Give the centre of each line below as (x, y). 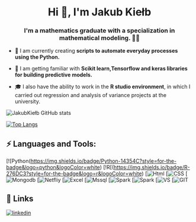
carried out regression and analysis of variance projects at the (91, 95)
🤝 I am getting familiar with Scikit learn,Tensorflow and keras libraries (101, 69)
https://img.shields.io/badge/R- (152, 168)
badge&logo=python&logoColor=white (53, 168)
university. (27, 102)
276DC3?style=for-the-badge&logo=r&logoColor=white (74, 173)
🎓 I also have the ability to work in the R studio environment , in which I (102, 87)
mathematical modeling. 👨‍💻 (99, 38)
